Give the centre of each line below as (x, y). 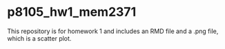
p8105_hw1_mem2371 (72, 12)
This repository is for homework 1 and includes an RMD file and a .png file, (113, 31)
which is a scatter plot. (39, 38)
